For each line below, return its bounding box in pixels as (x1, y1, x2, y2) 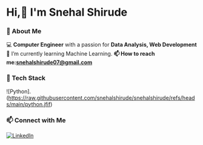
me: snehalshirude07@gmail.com (6, 59, 93, 66)
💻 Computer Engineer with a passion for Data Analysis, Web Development (6, 41, 197, 48)
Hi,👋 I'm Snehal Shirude (6, 5, 128, 19)
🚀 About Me (6, 27, 42, 36)
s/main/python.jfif (6, 100, 51, 108)
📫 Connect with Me (6, 116, 66, 124)
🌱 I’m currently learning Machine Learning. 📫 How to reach (6, 50, 155, 57)
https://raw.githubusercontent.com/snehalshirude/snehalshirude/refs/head (8, 94, 195, 101)
